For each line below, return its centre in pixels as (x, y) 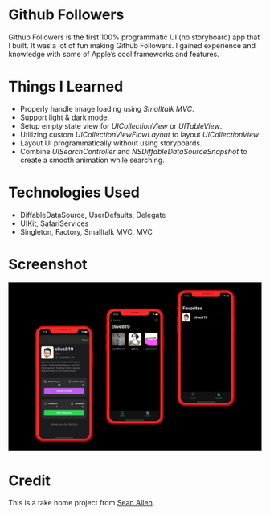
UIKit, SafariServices (54, 223)
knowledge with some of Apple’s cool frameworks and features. (114, 54)
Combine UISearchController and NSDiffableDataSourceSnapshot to (133, 151)
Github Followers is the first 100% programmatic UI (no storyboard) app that (134, 37)
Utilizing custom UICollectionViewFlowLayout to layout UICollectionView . (140, 134)
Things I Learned (66, 87)
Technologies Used (74, 192)
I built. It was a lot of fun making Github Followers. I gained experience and (132, 45)
